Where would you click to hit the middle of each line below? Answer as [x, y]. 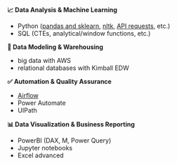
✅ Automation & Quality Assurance [60, 81]
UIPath [27, 110]
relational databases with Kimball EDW [73, 68]
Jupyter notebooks [45, 148]
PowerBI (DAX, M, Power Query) [64, 141]
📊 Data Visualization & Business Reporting [71, 124]
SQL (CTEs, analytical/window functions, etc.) [84, 33]
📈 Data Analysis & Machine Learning [63, 10]
